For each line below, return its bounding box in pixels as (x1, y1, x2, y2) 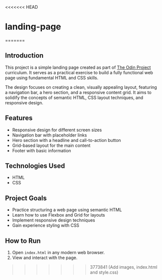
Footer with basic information (12, 147, 72, 153)
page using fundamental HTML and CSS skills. (5, 75, 99, 80)
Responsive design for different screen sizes (12, 127, 102, 133)
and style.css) (90, 269, 119, 275)
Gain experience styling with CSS (12, 222, 80, 228)
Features (5, 114, 33, 122)
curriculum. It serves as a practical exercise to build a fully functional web (5, 69, 153, 75)
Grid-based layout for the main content (12, 142, 91, 148)
